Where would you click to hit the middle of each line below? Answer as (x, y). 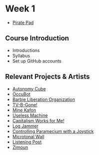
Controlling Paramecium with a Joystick (53, 131)
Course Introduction (37, 38)
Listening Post (27, 142)
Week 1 (20, 9)
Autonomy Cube (29, 88)
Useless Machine (30, 115)
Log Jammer (25, 126)
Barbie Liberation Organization (44, 99)
